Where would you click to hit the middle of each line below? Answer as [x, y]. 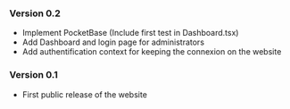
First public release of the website [84, 94]
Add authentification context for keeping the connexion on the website [152, 52]
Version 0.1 [33, 75]
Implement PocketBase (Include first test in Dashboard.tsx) [130, 33]
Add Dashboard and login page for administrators [113, 42]
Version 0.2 [35, 13]
